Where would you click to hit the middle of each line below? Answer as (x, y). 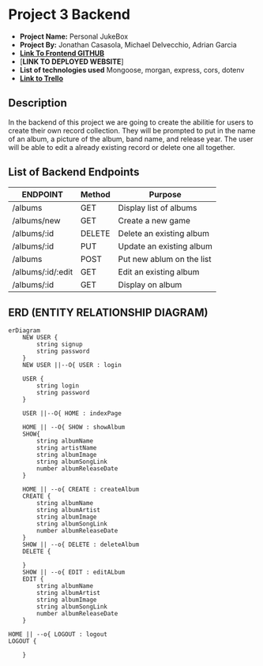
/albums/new (36, 220)
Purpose (165, 194)
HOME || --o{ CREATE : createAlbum (81, 490)
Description (38, 103)
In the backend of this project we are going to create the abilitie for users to (131, 122)
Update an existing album (165, 246)
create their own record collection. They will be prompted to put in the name (132, 130)
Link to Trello (41, 78)
